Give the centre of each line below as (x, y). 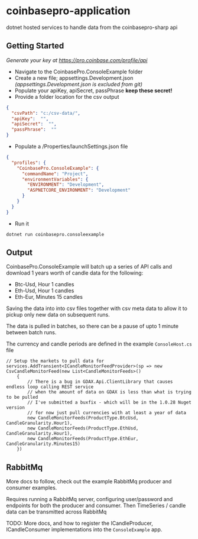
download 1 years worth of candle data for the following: (75, 273)
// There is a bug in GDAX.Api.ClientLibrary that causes (100, 382)
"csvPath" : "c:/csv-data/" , (46, 113)
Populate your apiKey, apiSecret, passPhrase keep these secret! (93, 91)
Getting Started (35, 46)
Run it (22, 224)
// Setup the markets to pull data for (55, 361)
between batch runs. (31, 333)
